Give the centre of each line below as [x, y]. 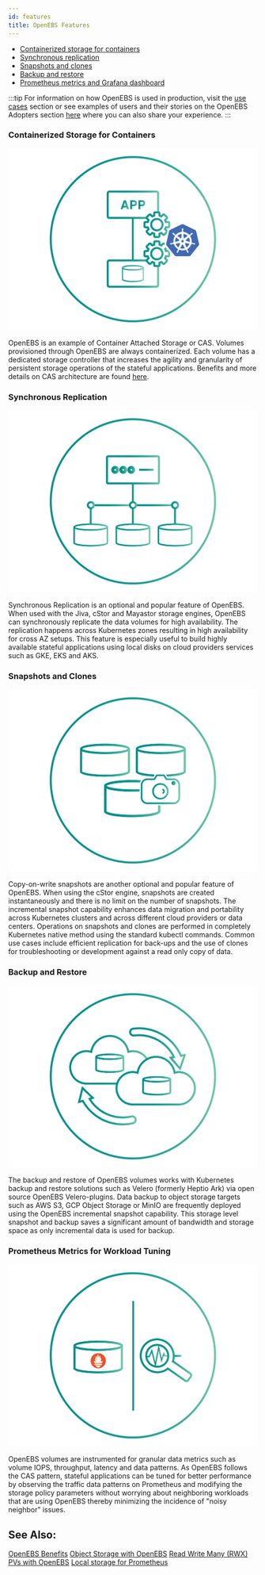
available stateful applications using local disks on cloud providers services [131, 647]
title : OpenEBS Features [49, 25]
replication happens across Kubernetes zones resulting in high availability [128, 630]
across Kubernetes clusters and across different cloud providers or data [125, 918]
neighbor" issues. [37, 1510]
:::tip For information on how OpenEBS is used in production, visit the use [127, 98]
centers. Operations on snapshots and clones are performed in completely [130, 926]
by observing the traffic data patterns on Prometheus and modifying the [125, 1485]
